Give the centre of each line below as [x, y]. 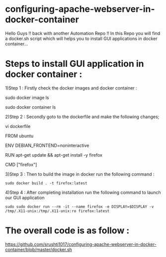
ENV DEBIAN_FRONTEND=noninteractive [47, 145]
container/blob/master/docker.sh [39, 249]
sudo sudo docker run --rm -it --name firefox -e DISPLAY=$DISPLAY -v [80, 207]
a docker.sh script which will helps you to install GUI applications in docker [81, 39]
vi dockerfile [18, 126]
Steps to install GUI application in [75, 64]
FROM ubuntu [19, 136]
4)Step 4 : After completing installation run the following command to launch [83, 192]
